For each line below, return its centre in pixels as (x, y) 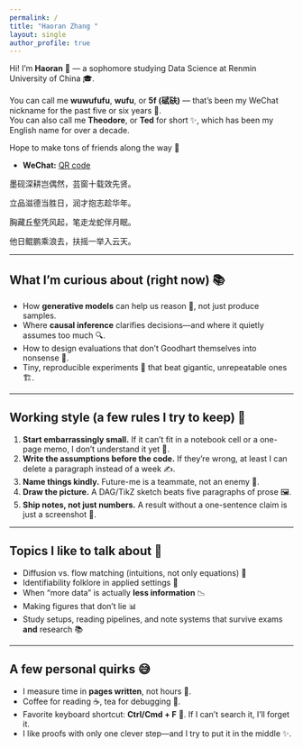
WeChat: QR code (56, 165)
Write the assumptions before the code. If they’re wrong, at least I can (155, 458)
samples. (39, 315)
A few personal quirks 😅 (80, 669)
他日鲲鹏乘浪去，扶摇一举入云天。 (73, 242)
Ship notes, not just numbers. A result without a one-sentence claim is (155, 505)
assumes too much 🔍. (64, 335)
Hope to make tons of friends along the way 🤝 (95, 148)
